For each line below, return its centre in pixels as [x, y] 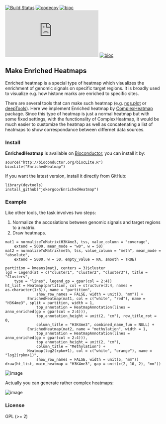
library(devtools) [24, 185]
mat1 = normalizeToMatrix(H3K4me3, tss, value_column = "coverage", [78, 242]
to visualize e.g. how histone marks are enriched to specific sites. [72, 93]
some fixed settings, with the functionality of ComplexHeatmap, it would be [82, 119]
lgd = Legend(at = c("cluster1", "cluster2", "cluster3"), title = [77, 273]
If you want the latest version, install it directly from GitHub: [66, 176]
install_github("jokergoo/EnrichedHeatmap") [52, 190]
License [15, 406]
